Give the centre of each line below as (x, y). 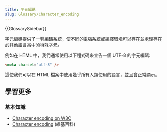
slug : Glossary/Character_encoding (42, 14)
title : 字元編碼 (20, 10)
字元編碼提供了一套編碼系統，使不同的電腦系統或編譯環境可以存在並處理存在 (83, 39)
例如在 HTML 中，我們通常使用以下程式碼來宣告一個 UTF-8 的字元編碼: (78, 55)
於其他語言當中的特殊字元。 (34, 44)
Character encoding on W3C (42, 118)
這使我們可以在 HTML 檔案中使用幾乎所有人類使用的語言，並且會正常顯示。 (82, 75)
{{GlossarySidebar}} (26, 28)
